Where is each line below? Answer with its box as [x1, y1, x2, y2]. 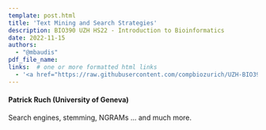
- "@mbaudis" [15, 48, 59, 56]
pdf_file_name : [8, 56, 59, 64]
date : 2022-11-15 [8, 33, 66, 42]
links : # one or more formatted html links [8, 63, 158, 71]
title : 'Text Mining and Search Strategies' [8, 19, 158, 27]
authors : [8, 41, 37, 49]
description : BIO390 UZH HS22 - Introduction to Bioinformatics [8, 26, 225, 34]
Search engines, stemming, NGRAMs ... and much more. [8, 113, 192, 122]
